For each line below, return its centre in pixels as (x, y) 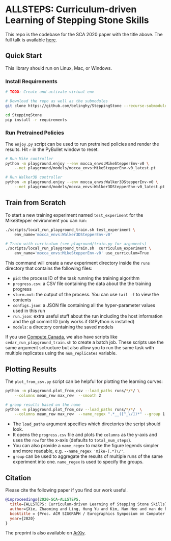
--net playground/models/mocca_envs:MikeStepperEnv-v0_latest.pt (85, 168)
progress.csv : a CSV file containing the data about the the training (82, 284)
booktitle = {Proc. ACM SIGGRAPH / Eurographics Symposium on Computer (88, 513)
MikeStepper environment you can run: (46, 220)
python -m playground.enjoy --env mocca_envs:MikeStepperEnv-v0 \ (77, 163)
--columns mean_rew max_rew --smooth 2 (58, 395)
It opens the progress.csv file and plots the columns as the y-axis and (85, 435)
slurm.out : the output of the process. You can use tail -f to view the (86, 295)
